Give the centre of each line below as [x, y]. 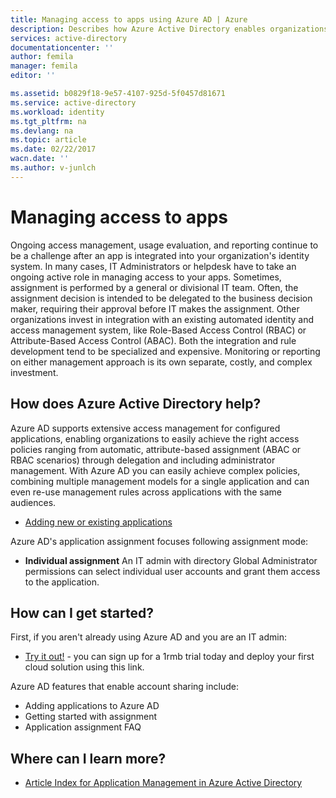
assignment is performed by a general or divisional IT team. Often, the [154, 287]
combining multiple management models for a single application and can [160, 481]
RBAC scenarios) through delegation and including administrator [143, 460]
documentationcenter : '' [62, 47]
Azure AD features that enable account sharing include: [124, 687]
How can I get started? [82, 612]
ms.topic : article [48, 140]
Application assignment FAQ [83, 727]
